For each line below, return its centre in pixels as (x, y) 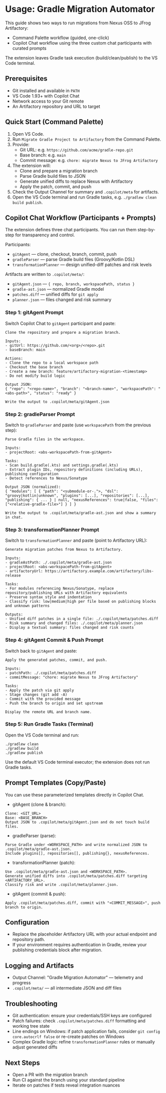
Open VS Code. (28, 134)
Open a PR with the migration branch (50, 1074)
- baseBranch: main (25, 350)
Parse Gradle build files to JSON (53, 176)
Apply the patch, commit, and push (55, 186)
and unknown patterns (28, 606)
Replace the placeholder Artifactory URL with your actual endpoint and (84, 934)
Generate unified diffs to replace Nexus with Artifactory (76, 181)
